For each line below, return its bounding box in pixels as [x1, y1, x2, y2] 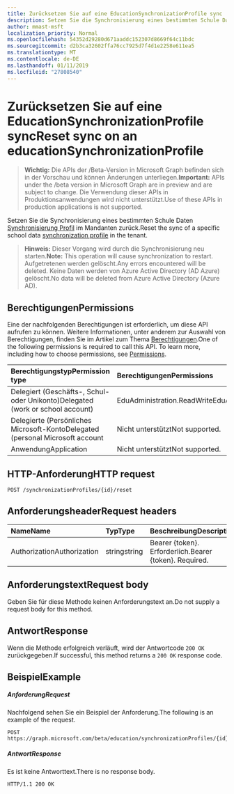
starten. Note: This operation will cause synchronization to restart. [24, 252, 214, 260]
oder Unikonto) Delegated [10, 396, 94, 405]
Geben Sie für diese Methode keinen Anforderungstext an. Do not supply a [7, 597, 220, 606]
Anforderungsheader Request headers [7, 506, 178, 517]
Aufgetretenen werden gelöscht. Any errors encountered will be [24, 259, 206, 268]
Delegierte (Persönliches [10, 416, 92, 426]
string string [105, 546, 143, 556]
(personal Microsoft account [10, 433, 104, 443]
